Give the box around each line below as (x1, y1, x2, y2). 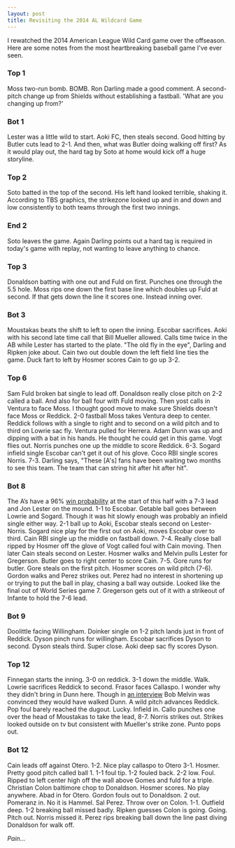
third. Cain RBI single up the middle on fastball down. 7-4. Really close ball (7, 534, 222, 542)
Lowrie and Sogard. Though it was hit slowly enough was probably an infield (7, 512, 228, 520)
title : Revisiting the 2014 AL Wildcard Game (7, 17, 142, 24)
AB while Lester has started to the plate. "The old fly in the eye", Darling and (7, 341, 227, 349)
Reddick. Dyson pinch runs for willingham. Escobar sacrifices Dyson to (7, 635, 212, 643)
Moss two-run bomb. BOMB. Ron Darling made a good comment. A (7, 84, 201, 93)
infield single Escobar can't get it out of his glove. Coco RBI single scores (7, 449, 218, 457)
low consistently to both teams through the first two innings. (7, 203, 180, 212)
